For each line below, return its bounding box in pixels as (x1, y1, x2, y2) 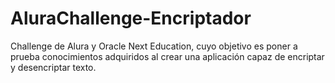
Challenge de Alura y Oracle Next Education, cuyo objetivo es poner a (10, 40, 298, 52)
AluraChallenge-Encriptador (10, 7, 252, 30)
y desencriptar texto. (10, 61, 97, 73)
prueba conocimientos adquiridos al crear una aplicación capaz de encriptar (10, 50, 325, 62)
